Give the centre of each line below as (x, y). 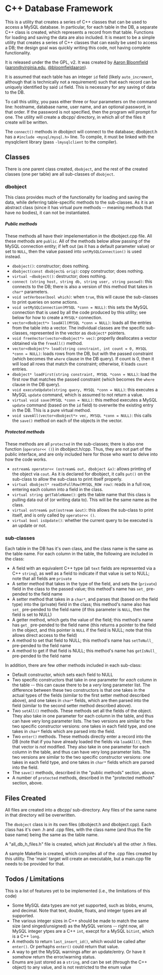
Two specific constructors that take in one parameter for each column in (84, 680)
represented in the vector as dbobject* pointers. (78, 333)
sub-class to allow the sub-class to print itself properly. (67, 479)
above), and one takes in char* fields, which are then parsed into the (81, 700)
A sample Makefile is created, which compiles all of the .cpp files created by (81, 854)
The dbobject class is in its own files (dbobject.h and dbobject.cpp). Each (78, 825)
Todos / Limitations (35, 879)
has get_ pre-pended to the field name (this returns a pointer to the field (84, 625)
